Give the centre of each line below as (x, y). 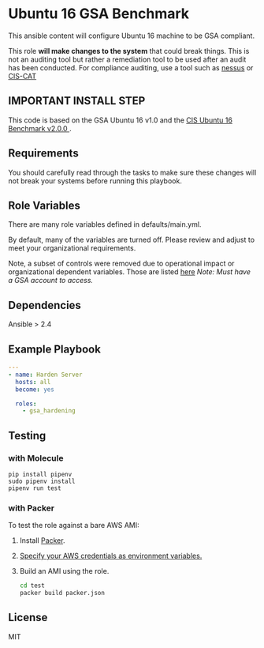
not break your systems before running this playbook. (95, 181)
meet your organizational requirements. (72, 248)
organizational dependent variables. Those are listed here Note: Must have (129, 272)
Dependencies (45, 305)
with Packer (32, 508)
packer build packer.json (62, 593)
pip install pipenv (40, 474)
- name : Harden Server (45, 375)
